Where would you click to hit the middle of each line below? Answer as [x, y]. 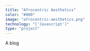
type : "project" [22, 29]
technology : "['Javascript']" [37, 24]
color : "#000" [20, 15]
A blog [12, 43]
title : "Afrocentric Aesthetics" [41, 10]
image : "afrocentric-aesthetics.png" [45, 19]
